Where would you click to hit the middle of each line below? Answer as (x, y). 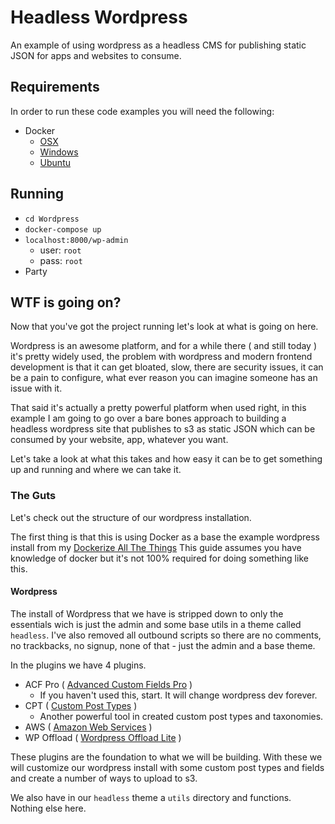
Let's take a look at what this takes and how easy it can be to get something (166, 459)
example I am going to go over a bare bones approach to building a (148, 418)
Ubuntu (55, 162)
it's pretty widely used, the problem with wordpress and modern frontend (161, 357)
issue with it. (36, 388)
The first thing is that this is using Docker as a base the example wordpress (165, 537)
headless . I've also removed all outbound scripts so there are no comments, (166, 635)
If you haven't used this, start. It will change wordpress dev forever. (178, 695)
